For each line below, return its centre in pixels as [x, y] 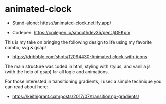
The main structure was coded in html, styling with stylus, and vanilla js [78, 66]
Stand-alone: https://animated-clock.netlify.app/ [62, 23]
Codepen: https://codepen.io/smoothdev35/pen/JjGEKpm [71, 32]
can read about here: [27, 86]
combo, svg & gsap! [26, 47]
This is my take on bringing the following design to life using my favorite [79, 42]
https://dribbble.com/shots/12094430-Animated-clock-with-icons [80, 57]
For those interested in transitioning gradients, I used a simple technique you [83, 81]
